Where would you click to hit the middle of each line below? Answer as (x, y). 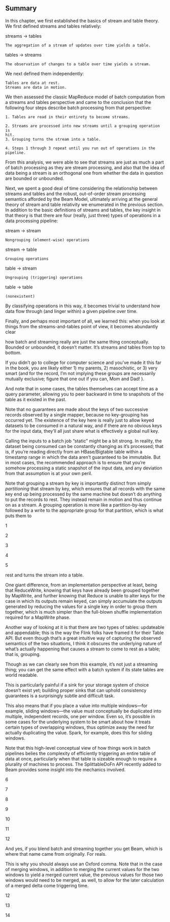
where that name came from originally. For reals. (56, 854)
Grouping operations (27, 259)
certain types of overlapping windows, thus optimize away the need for (80, 727)
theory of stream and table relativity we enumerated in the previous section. (84, 204)
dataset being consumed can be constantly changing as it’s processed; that (84, 446)
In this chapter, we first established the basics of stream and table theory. (82, 20)
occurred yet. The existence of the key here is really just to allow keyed (80, 420)
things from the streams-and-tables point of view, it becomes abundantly (82, 326)
